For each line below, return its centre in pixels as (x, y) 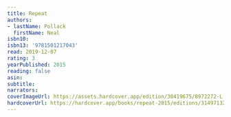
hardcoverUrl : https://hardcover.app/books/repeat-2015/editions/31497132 (117, 103)
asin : (15, 77)
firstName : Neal (36, 33)
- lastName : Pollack (37, 26)
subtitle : (21, 84)
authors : (20, 20)
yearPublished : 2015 (37, 65)
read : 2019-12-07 (32, 52)
